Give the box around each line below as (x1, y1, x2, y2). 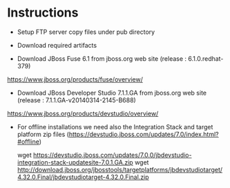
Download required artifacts (17, 41, 97, 49)
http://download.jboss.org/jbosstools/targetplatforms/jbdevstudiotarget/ (17, 165, 223, 173)
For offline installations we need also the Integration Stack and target (17, 122, 213, 131)
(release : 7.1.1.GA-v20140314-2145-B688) (17, 95, 136, 104)
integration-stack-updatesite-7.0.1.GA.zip (17, 158, 133, 167)
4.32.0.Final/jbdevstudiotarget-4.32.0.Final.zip (17, 173, 150, 181)
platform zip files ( (17, 130, 69, 138)
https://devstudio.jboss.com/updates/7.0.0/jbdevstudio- (33, 151, 192, 159)
